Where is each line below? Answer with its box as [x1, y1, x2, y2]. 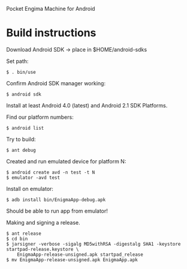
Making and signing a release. [6, 219, 80, 226]
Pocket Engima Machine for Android [6, 5, 95, 12]
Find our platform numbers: [6, 113, 74, 121]
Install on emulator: [6, 185, 54, 192]
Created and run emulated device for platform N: [6, 157, 126, 165]
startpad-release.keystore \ [6, 246, 79, 252]
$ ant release [6, 231, 42, 237]
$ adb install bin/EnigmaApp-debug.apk [6, 196, 106, 203]
